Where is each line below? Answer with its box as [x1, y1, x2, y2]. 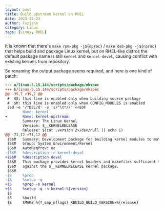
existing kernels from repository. [5, 59, 70, 64]
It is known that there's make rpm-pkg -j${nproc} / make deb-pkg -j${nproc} [5, 43, 157, 49]
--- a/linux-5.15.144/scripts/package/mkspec [5, 83, 99, 87]
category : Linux [5, 25, 38, 30]
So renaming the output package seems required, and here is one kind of [5, 68, 152, 73]
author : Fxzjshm [5, 20, 38, 26]
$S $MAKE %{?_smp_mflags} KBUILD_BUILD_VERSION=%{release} [7, 200, 139, 205]
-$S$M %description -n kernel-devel [5, 150, 84, 156]
